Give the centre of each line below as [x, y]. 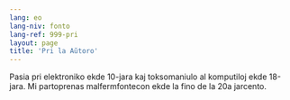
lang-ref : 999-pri [44, 34]
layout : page [34, 43]
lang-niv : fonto [40, 26]
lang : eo [26, 18]
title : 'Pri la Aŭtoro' [54, 51]
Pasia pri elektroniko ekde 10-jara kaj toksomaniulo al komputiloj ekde [138, 77]
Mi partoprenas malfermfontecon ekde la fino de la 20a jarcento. [147, 86]
